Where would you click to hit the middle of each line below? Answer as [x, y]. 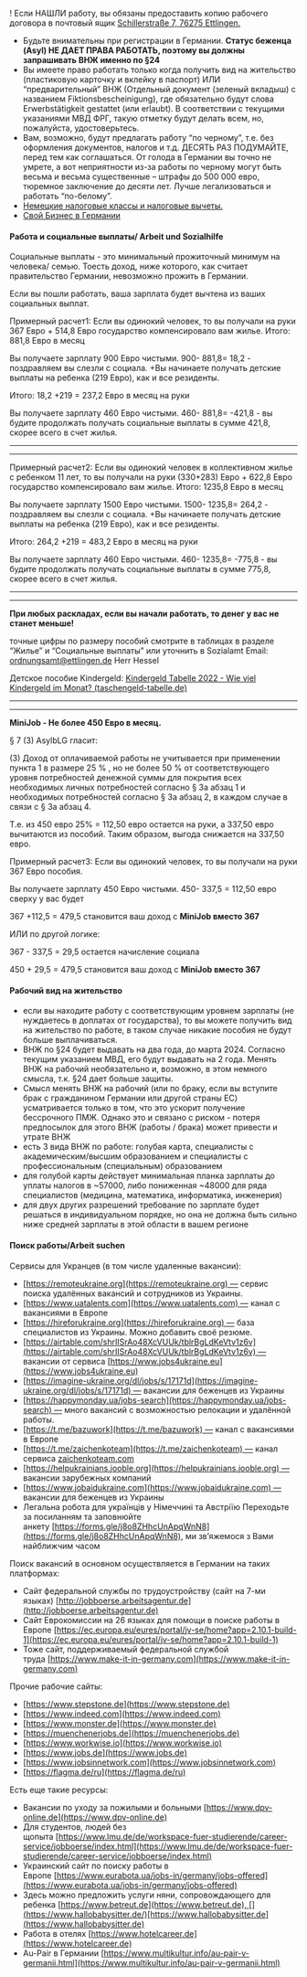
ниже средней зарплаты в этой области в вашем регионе [136, 1225]
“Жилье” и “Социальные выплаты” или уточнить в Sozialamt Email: [139, 651]
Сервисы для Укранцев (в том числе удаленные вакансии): [126, 1266]
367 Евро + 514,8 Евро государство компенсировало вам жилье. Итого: [150, 331]
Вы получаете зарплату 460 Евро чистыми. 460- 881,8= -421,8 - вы [141, 413]
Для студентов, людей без [74, 1826]
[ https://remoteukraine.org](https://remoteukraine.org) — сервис [145, 1283]
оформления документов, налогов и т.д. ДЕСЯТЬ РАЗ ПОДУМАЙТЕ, [156, 147]
